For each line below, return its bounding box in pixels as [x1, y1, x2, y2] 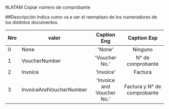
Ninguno [132, 46, 153, 53]
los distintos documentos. [5, 20, 59, 25]
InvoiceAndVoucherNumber [22, 86, 88, 93]
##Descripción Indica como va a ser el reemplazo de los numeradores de [5, 14, 157, 20]
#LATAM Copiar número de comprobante [5, 5, 91, 10]
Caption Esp [127, 35, 158, 41]
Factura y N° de [124, 83, 161, 90]
